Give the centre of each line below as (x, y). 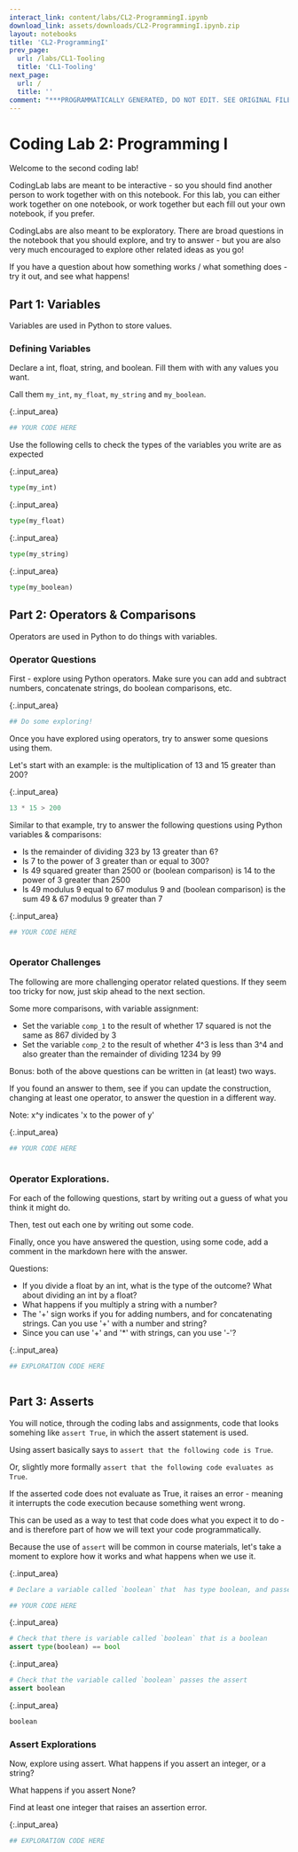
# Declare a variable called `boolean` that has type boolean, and (138, 1589)
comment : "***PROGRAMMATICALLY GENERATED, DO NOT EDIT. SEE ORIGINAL (141, 100)
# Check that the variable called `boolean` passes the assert (129, 1680)
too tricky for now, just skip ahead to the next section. (107, 991)
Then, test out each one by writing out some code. (102, 1224)
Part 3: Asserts (52, 1402)
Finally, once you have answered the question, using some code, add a (139, 1242)
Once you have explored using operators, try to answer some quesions (139, 738)
